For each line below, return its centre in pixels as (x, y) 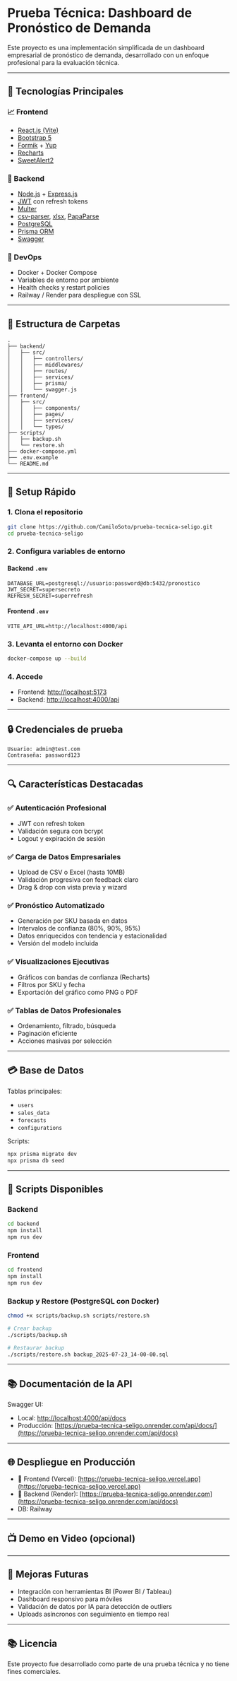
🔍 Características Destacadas (75, 785)
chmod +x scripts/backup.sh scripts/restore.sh (79, 1316)
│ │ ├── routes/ (38, 371)
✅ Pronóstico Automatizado (56, 905)
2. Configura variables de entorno (66, 551)
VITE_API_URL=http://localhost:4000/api (68, 626)
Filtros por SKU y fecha (51, 984)
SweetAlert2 (36, 160)
